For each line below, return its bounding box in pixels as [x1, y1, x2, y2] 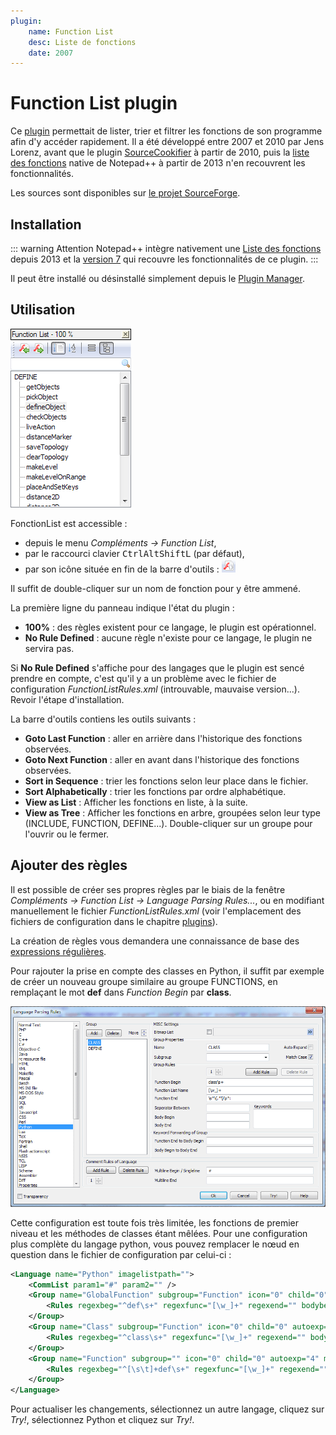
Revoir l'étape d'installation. [10, 693, 125, 705]
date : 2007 [28, 48, 74, 58]
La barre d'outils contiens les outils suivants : [10, 713, 197, 725]
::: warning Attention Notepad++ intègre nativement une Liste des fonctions [10, 243, 322, 254]
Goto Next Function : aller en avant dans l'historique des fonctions [24, 753, 300, 765]
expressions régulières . [10, 945, 107, 957]
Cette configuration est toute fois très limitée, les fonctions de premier [10, 1216, 300, 1229]
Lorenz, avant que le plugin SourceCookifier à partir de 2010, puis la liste [10, 146, 310, 159]
